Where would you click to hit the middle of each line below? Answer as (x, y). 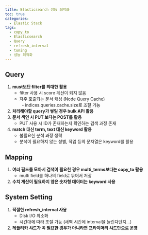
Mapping (19, 157)
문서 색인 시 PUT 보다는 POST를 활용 (47, 117)
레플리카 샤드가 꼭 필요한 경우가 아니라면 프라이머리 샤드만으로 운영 (75, 228)
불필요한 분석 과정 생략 (41, 136)
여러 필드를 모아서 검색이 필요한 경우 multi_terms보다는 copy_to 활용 (77, 169)
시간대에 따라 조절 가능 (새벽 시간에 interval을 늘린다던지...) (75, 221)
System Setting (29, 197)
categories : (17, 18)
